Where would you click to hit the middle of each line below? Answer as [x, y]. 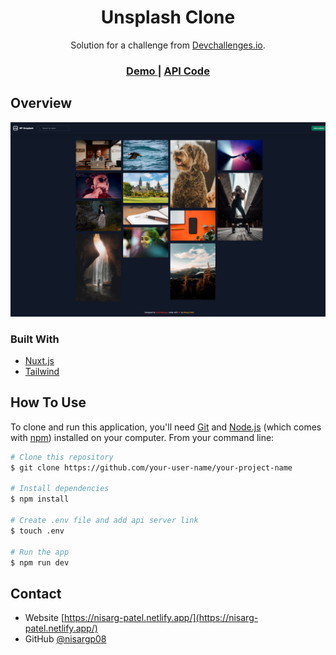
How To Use [48, 402]
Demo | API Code [168, 71]
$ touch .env [37, 531]
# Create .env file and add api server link [104, 521]
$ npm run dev [40, 562]
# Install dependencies [60, 489]
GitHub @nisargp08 [65, 639]
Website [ [44, 618]
